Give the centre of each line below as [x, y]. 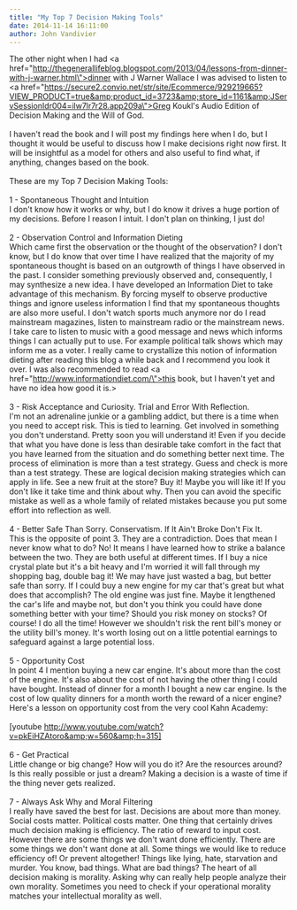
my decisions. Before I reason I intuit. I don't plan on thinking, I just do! [137, 219]
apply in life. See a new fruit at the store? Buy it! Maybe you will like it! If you [147, 482]
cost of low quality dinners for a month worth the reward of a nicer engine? [146, 698]
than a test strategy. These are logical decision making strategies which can [148, 473]
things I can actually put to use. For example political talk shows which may [146, 341]
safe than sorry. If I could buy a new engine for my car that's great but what [147, 586]
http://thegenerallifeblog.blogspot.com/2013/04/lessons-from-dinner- [160, 68]
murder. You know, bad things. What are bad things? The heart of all [133, 868]
